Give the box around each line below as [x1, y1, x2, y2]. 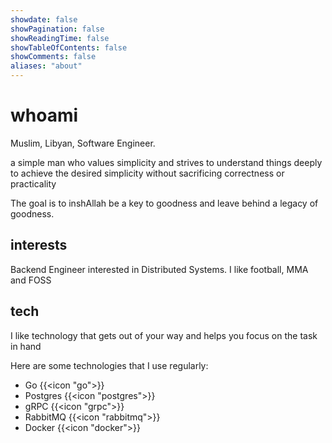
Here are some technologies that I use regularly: [10, 359, 209, 371]
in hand [10, 340, 42, 352]
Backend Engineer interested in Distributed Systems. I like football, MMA [10, 263, 309, 275]
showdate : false [10, 14, 78, 25]
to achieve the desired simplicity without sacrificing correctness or [10, 167, 285, 179]
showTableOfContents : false [10, 42, 128, 53]
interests [10, 237, 68, 254]
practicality [10, 177, 57, 190]
